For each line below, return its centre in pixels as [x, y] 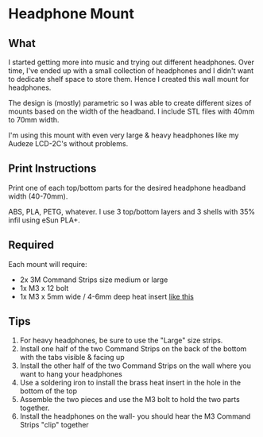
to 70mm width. [34, 120]
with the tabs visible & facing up [72, 358]
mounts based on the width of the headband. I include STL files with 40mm [131, 111]
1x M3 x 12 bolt [44, 288]
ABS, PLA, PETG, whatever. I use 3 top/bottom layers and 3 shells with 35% [132, 211]
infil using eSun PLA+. [44, 220]
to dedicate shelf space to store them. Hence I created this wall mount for [129, 79]
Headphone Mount [72, 14]
